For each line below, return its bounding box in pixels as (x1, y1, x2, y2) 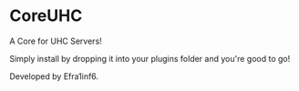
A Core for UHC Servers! (9, 35, 102, 46)
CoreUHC (9, 5, 83, 26)
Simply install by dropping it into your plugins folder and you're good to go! (9, 53, 291, 64)
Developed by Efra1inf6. (9, 70, 98, 82)
